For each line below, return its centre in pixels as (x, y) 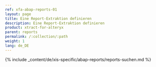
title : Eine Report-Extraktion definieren (48, 18)
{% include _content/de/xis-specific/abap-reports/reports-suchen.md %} (78, 59)
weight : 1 (15, 41)
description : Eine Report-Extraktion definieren (55, 23)
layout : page (18, 14)
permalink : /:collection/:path (36, 37)
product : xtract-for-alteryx (34, 28)
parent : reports (21, 32)
